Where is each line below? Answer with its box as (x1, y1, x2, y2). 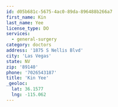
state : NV (6, 58, 31, 64)
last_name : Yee (6, 20, 44, 26)
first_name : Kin (6, 14, 46, 20)
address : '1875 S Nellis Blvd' (6, 48, 84, 53)
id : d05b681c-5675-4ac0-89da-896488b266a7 (6, 8, 113, 15)
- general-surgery (11, 36, 58, 42)
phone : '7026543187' (6, 70, 58, 75)
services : (6, 31, 31, 37)
